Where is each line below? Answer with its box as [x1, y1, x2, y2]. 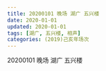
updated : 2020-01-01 [7, 23, 67, 30]
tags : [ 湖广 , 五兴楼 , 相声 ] [7, 29, 81, 37]
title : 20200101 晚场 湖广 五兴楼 [7, 10, 100, 17]
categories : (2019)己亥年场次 [7, 36, 89, 43]
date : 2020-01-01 [7, 17, 58, 24]
